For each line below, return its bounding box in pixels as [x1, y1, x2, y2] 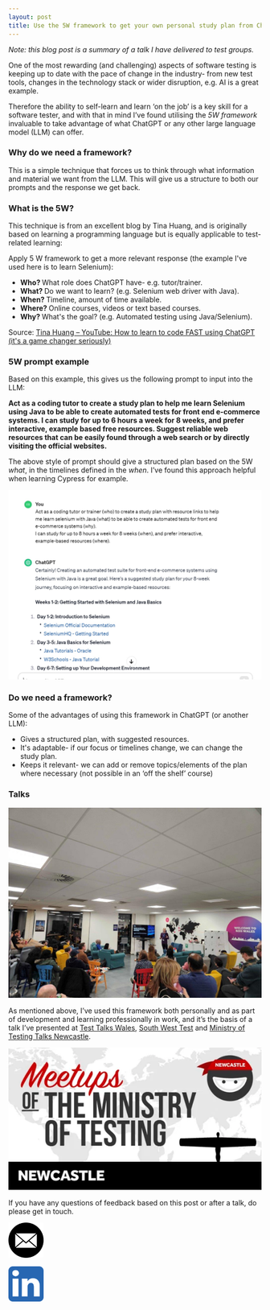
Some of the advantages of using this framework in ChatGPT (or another [8, 711, 249, 720]
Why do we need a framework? [8, 147, 133, 159]
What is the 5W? [8, 202, 75, 213]
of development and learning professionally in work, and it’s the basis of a [8, 1014, 253, 1024]
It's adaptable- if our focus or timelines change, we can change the [19, 743, 243, 752]
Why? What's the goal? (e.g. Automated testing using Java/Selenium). [19, 312, 253, 322]
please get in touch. [8, 1207, 74, 1217]
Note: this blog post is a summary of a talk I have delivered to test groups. [8, 44, 255, 54]
